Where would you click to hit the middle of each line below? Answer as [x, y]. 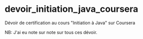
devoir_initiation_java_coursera [71, 9]
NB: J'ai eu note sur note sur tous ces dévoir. [51, 32]
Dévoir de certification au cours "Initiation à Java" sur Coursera [70, 23]
